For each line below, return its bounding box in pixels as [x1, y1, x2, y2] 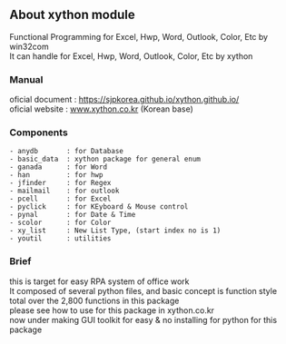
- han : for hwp [9, 171, 104, 180]
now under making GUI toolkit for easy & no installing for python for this [9, 314, 278, 325]
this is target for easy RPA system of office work [9, 276, 190, 287]
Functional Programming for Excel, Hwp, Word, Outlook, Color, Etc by [9, 31, 269, 42]
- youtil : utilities [9, 234, 112, 243]
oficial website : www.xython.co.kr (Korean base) [9, 103, 193, 114]
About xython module [9, 7, 136, 23]
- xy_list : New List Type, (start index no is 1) [9, 226, 222, 235]
